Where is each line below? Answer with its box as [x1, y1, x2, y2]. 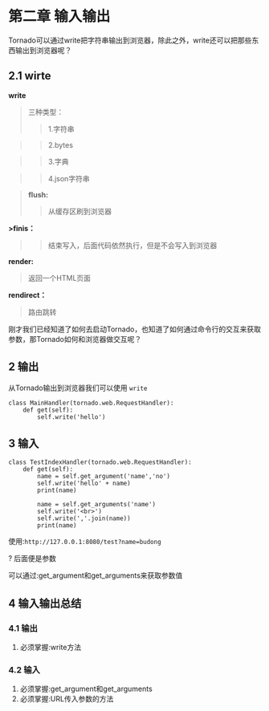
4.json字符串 [47, 173, 90, 183]
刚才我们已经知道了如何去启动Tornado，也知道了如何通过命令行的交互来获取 [8, 324, 261, 334]
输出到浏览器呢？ [14, 45, 72, 55]
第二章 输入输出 [8, 7, 111, 26]
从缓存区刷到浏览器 [47, 206, 112, 216]
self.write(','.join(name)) [37, 514, 131, 522]
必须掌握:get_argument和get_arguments [19, 684, 153, 694]
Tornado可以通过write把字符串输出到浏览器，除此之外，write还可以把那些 [8, 35, 252, 45]
